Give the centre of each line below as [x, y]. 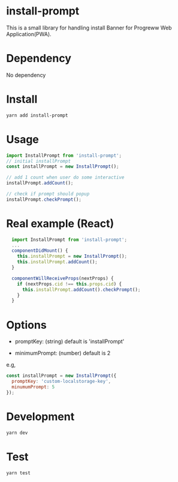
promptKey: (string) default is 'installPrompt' [70, 341]
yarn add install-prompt [37, 115]
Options [26, 325]
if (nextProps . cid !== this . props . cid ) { [69, 284]
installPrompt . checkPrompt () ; [44, 200]
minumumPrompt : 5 [33, 387]
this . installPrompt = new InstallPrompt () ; [72, 257]
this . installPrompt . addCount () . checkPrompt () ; [81, 290]
